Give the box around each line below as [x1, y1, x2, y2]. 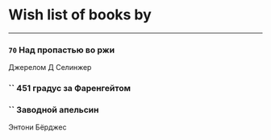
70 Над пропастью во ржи [8, 44, 115, 56]
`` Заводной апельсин [8, 105, 99, 116]
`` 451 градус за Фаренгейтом [8, 83, 131, 94]
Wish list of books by [8, 6, 152, 24]
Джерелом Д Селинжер [8, 63, 92, 72]
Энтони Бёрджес [8, 122, 67, 132]
